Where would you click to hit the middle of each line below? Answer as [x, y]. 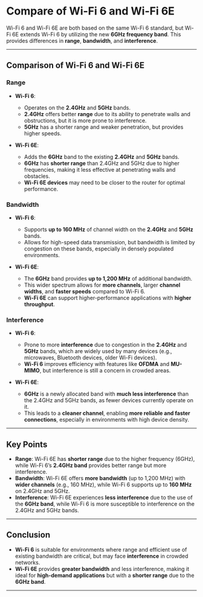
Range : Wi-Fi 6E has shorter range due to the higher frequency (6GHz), [105, 459]
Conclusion [28, 535]
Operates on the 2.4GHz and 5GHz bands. [77, 108]
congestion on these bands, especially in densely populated [99, 249]
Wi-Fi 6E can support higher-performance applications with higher [108, 298]
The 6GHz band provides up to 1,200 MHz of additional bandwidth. [108, 278]
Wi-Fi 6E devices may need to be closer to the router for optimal [105, 182]
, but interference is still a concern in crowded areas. [105, 371]
